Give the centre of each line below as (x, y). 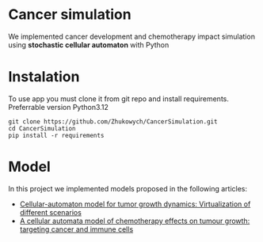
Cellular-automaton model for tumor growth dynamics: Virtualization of (135, 204)
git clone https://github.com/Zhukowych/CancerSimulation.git (113, 121)
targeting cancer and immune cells (76, 229)
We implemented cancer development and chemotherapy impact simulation (132, 36)
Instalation (44, 77)
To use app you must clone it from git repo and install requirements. (119, 98)
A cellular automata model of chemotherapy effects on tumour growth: (135, 221)
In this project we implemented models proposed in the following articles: (128, 188)
